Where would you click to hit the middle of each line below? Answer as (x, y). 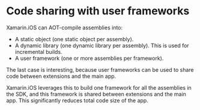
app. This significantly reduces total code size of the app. (77, 100)
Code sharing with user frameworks (98, 11)
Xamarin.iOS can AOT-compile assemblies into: (65, 27)
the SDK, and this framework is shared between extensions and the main (96, 94)
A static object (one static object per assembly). (74, 39)
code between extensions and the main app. (61, 76)
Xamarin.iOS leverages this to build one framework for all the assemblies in (99, 87)
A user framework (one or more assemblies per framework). (89, 58)
